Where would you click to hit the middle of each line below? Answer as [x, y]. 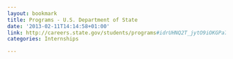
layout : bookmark [32, 13]
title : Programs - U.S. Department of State [72, 20]
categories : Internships [43, 39]
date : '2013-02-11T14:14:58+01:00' [59, 26]
